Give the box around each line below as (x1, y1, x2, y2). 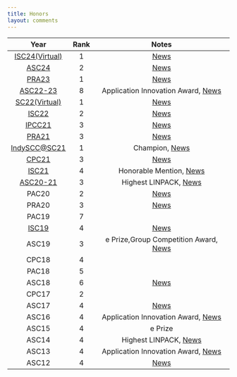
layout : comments (7, 17, 59, 24)
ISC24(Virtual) (14, 51, 63, 61)
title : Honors (7, 10, 49, 18)
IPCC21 (25, 120, 51, 130)
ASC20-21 (19, 177, 58, 187)
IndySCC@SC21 (11, 142, 66, 152)
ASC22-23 (19, 85, 58, 95)
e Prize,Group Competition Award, (105, 234, 219, 244)
